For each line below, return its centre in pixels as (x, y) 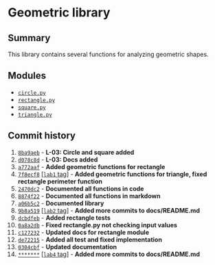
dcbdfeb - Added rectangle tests (64, 218)
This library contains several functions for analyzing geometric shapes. (108, 54)
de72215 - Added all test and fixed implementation (90, 239)
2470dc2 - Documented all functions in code (81, 188)
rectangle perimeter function (60, 181)
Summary (29, 38)
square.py (32, 108)
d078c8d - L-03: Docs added (58, 160)
